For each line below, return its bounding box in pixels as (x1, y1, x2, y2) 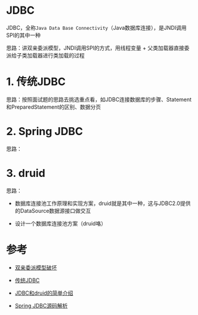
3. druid (6, 167, 46, 180)
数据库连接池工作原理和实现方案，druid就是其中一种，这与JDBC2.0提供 (14, 200, 191, 207)
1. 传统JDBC (6, 75, 66, 88)
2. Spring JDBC (6, 125, 83, 138)
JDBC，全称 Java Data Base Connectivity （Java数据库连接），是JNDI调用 (6, 24, 187, 31)
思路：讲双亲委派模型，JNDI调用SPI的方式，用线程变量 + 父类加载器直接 (6, 44, 185, 51)
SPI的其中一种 (6, 31, 41, 39)
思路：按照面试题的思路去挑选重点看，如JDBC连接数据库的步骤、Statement (6, 96, 192, 103)
